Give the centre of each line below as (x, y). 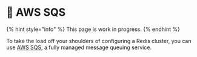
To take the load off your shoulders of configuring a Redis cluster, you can (99, 41)
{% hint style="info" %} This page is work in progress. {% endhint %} (93, 29)
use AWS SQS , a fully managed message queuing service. (79, 47)
